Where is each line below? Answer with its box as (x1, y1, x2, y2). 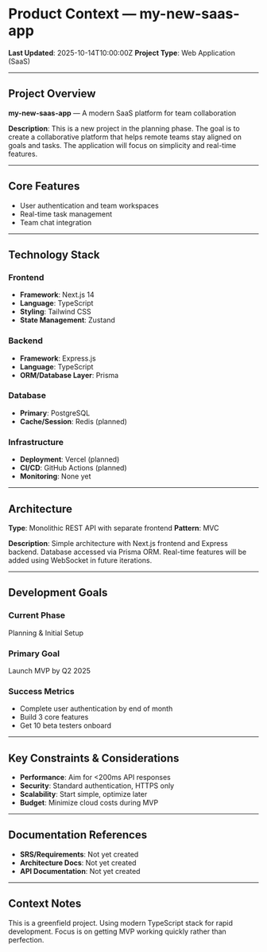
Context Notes (8, 897, 82, 911)
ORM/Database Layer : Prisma (19, 370, 119, 380)
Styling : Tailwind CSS (19, 307, 91, 317)
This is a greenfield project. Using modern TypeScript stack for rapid (8, 918, 233, 927)
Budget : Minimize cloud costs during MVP (19, 798, 159, 808)
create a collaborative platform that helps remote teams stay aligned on (8, 132, 242, 142)
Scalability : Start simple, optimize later (19, 790, 148, 799)
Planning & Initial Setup (8, 628, 84, 638)
